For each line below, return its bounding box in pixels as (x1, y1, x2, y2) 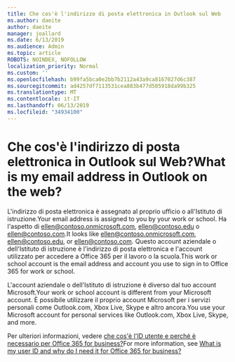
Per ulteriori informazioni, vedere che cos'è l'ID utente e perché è (7, 332, 196, 340)
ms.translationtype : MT (7, 89, 77, 96)
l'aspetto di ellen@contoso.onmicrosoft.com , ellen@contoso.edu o (7, 222, 200, 230)
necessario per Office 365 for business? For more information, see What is (7, 339, 222, 347)
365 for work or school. (7, 267, 76, 275)
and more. (7, 318, 37, 326)
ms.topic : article (7, 50, 61, 57)
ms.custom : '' (7, 69, 49, 76)
